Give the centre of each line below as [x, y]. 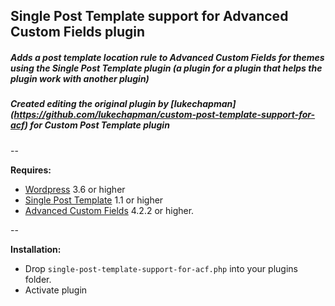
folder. [38, 279]
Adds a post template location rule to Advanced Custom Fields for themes [167, 57]
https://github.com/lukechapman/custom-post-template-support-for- [164, 115]
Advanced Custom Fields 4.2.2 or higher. [109, 210]
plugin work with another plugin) [80, 78]
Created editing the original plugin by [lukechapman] [123, 104]
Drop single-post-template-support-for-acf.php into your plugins [161, 268]
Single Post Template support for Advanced [149, 16]
